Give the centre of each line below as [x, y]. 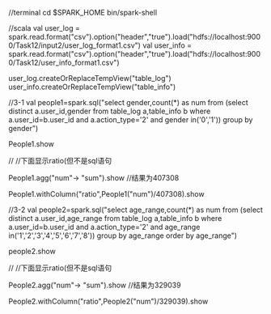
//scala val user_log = [44, 28]
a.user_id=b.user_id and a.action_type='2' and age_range [104, 227]
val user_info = [167, 45]
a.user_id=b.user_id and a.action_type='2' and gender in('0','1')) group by [131, 120]
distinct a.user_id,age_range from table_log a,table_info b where [115, 218]
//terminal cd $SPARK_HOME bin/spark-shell [83, 13]
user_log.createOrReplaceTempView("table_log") [90, 78]
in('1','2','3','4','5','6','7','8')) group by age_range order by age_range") [123, 235]
